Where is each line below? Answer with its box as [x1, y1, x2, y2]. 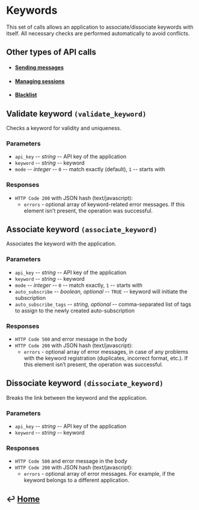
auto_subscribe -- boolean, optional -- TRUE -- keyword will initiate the [14, 288, 188, 295]
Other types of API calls [6, 47, 97, 57]
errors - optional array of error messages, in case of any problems [23, 348, 188, 355]
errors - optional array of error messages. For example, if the [23, 470, 175, 478]
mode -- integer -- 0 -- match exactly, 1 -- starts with [14, 281, 143, 289]
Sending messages [14, 63, 64, 71]
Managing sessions [14, 77, 65, 84]
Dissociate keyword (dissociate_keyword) [6, 378, 164, 388]
